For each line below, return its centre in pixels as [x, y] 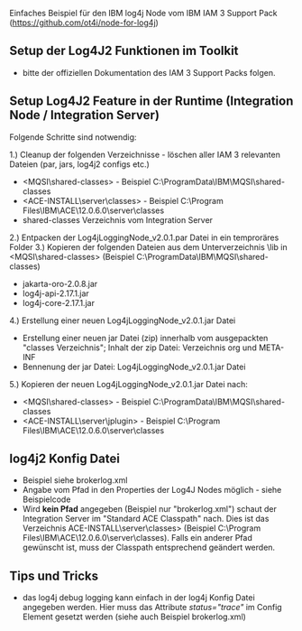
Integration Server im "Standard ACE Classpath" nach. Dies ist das [146, 519]
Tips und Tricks [54, 575]
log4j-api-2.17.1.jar [56, 293]
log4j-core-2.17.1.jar [58, 302]
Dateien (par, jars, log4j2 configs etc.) [80, 164]
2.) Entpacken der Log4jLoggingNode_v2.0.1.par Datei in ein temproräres [144, 237]
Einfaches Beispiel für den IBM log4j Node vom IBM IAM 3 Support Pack [143, 13]
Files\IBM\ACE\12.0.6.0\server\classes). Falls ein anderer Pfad [137, 538]
